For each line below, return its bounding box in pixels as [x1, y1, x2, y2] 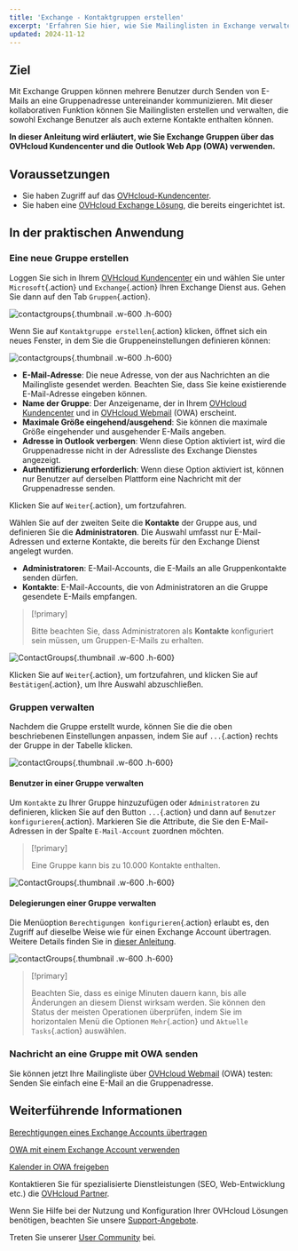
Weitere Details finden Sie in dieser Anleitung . [9, 936, 176, 947]
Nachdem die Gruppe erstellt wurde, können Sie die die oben [9, 721, 233, 731]
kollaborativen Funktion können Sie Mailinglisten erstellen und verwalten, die [9, 105, 289, 116]
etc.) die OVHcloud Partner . [9, 1188, 110, 1199]
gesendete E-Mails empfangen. [21, 591, 137, 602]
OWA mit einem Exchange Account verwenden [9, 1143, 180, 1155]
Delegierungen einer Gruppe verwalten [9, 897, 157, 908]
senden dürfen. [21, 572, 79, 583]
